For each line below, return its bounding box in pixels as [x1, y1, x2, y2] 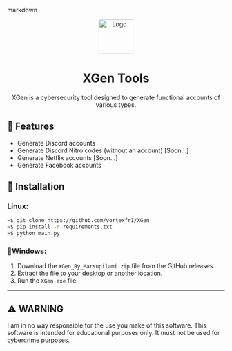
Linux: [7, 201, 29, 211]
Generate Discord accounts [17, 139, 95, 147]
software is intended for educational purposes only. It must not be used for [7, 329, 220, 337]
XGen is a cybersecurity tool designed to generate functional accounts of [11, 93, 221, 101]
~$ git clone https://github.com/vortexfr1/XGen [7, 217, 150, 224]
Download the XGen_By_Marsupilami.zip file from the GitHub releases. [17, 262, 215, 270]
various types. [95, 100, 137, 109]
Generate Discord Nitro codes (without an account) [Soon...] [17, 146, 189, 154]
